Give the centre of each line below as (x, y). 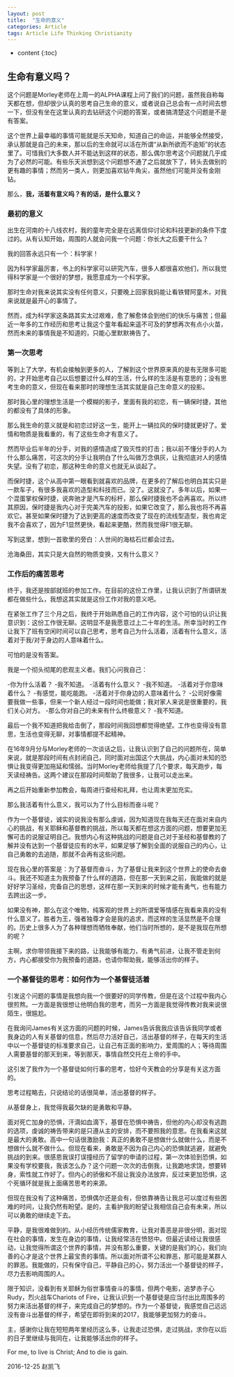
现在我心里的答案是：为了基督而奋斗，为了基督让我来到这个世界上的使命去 (114, 869)
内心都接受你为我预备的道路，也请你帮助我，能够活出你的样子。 (111, 960)
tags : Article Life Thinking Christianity (70, 33)
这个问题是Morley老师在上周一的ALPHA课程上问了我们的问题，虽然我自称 (113, 95)
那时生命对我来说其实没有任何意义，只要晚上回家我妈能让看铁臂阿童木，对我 (117, 292)
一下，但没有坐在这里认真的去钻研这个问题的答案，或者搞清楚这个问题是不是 (117, 112)
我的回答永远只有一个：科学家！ (53, 254)
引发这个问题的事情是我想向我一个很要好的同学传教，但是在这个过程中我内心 (117, 996)
